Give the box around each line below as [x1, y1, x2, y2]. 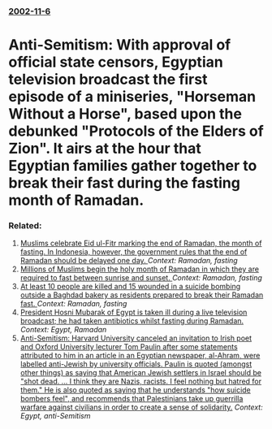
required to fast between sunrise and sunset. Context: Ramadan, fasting [19, 273, 262, 283]
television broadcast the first [8, 71, 208, 89]
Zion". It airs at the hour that [8, 140, 201, 158]
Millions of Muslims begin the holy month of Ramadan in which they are [19, 264, 260, 274]
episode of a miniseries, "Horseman [8, 88, 257, 106]
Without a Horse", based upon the [8, 105, 242, 123]
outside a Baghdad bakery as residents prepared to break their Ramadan [19, 290, 264, 300]
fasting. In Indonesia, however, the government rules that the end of [19, 247, 248, 257]
